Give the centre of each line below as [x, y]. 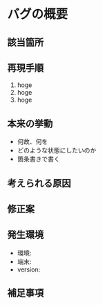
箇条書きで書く [38, 159]
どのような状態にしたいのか [57, 150]
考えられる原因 [39, 183]
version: [29, 269]
